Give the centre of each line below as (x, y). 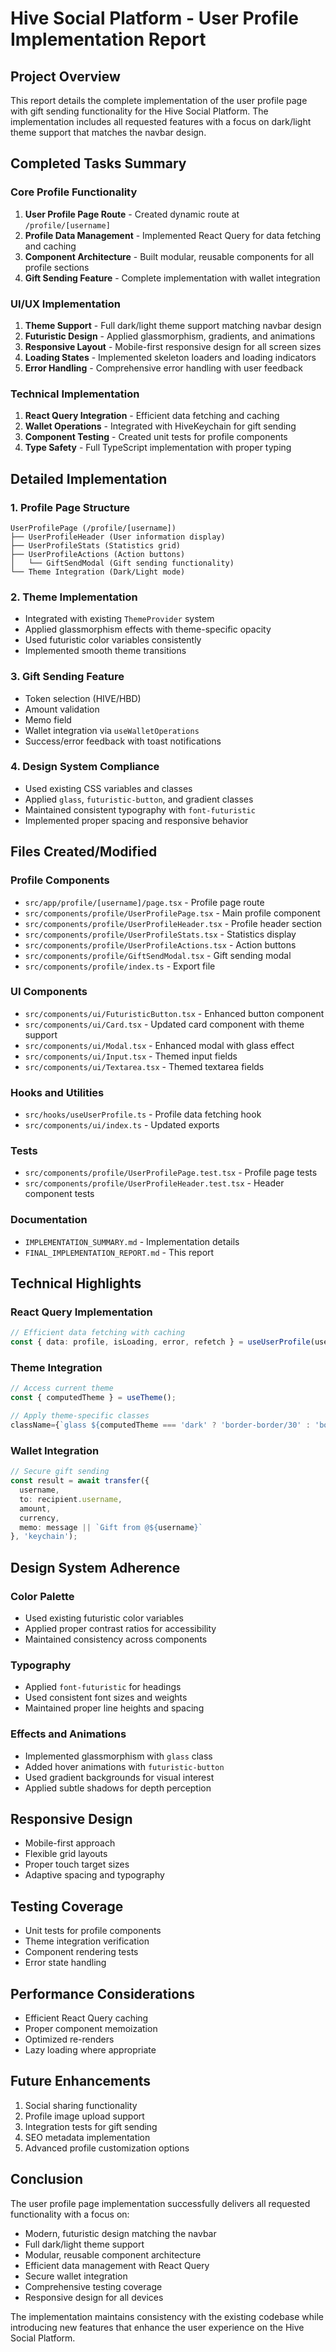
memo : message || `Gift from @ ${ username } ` (111, 1527)
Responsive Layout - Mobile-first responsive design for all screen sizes (173, 346)
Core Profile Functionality (74, 192)
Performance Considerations (102, 1993)
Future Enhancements (81, 2081)
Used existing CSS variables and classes (108, 788)
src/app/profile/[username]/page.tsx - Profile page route (144, 902)
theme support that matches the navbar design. (108, 132)
